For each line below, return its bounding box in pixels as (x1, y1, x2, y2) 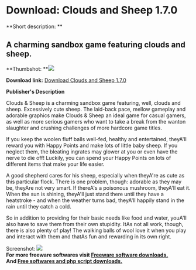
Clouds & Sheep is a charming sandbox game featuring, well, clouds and (6, 99, 181, 106)
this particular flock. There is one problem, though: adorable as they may (6, 178, 182, 185)
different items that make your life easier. (6, 160, 105, 168)
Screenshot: (6, 245, 36, 252)
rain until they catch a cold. (6, 203, 71, 210)
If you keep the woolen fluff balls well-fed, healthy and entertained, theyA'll (6, 135, 187, 142)
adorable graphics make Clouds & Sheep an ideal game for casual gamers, (6, 112, 186, 119)
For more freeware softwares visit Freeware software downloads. (6, 251, 169, 258)
